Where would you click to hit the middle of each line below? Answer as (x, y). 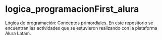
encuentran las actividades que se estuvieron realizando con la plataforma (81, 28)
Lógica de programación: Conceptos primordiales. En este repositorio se (79, 23)
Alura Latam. (18, 33)
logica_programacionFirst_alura (72, 9)
